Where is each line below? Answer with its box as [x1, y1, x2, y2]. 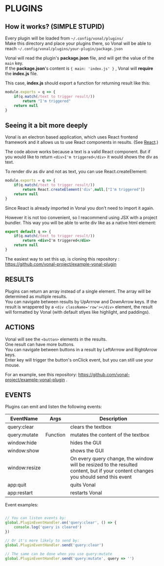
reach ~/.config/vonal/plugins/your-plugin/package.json [5, 46, 123, 51]
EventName [10, 415, 38, 422]
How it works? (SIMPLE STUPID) [5, 22, 105, 31]
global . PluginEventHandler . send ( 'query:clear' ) [5, 543, 104, 547]
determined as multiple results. [5, 293, 67, 299]
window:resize [7, 465, 41, 471]
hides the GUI [70, 440, 102, 446]
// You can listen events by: [5, 516, 67, 521]
